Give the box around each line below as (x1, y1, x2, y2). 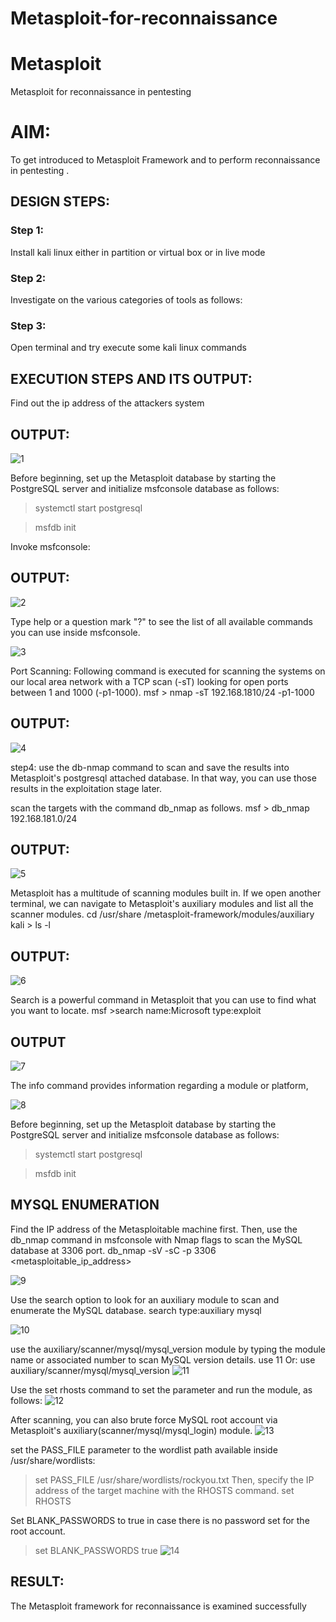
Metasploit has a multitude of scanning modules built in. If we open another (10, 887, 322, 899)
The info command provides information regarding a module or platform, (10, 1080, 309, 1092)
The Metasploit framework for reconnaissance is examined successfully (10, 1600, 307, 1612)
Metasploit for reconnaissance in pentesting (10, 86, 192, 98)
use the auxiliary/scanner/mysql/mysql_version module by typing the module (10, 1343, 326, 1355)
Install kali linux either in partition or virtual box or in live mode (10, 246, 266, 258)
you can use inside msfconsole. (10, 626, 141, 638)
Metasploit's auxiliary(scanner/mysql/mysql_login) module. (10, 1424, 253, 1436)
